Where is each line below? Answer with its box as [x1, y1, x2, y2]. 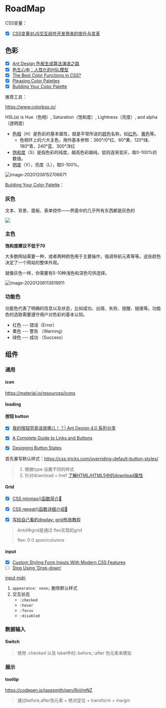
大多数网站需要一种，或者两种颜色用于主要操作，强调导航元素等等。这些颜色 [5, 253, 161, 259]
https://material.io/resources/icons [5, 390, 76, 396]
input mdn [5, 575, 26, 581]
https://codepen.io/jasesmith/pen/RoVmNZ [5, 687, 93, 693]
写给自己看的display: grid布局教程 [12, 516, 81, 522]
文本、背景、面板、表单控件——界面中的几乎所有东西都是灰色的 [5, 207, 135, 213]
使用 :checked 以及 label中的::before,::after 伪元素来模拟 [17, 650, 132, 656]
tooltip [5, 676, 19, 682]
